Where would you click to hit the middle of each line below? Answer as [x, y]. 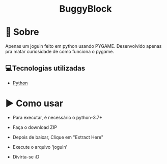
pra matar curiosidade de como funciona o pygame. [60, 52]
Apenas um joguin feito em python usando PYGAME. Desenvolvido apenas [83, 46]
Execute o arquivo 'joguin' [40, 147]
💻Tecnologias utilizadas [45, 68]
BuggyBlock [86, 9]
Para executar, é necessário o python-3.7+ [58, 117]
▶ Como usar [34, 103]
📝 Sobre [22, 32]
